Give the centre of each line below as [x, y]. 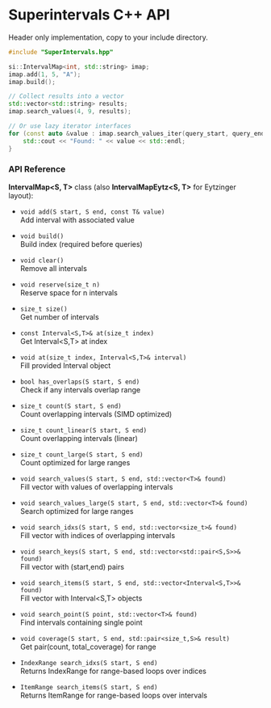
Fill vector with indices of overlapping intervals [98, 535]
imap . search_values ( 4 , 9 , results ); [70, 112]
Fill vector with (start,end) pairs [72, 566]
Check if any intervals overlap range [80, 389]
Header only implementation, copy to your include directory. [108, 37]
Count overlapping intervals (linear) [79, 438]
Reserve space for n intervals [69, 292]
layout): [21, 195]
